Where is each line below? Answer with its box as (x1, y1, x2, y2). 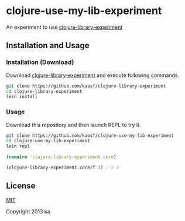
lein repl (6, 143, 30, 149)
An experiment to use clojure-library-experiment (6, 24, 123, 31)
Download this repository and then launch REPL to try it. (6, 121, 141, 128)
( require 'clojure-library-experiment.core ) (6, 154, 117, 160)
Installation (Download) (6, 58, 74, 66)
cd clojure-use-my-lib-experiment (6, 138, 91, 144)
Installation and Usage (6, 41, 90, 51)
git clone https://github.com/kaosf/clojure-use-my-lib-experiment (6, 132, 174, 139)
